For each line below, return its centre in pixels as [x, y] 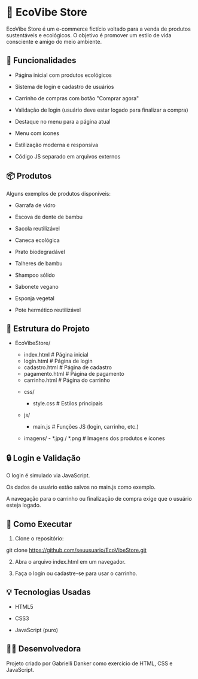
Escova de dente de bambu [48, 217]
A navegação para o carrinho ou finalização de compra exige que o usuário [99, 499]
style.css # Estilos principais [68, 403]
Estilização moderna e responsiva [57, 145]
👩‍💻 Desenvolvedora [44, 649]
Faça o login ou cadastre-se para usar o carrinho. [76, 573]
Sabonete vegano [36, 286]
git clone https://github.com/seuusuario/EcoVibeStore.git [76, 550]
